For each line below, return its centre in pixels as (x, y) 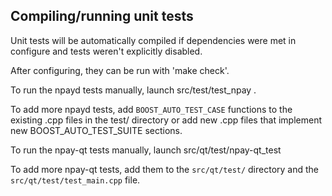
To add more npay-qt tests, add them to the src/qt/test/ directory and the (165, 169)
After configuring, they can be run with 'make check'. (120, 70)
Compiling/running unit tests (102, 16)
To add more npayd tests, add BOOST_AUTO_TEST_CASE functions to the (151, 109)
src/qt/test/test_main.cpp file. (75, 180)
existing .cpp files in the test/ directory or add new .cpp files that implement (166, 120)
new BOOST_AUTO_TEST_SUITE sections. (96, 130)
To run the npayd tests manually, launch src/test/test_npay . (133, 90)
